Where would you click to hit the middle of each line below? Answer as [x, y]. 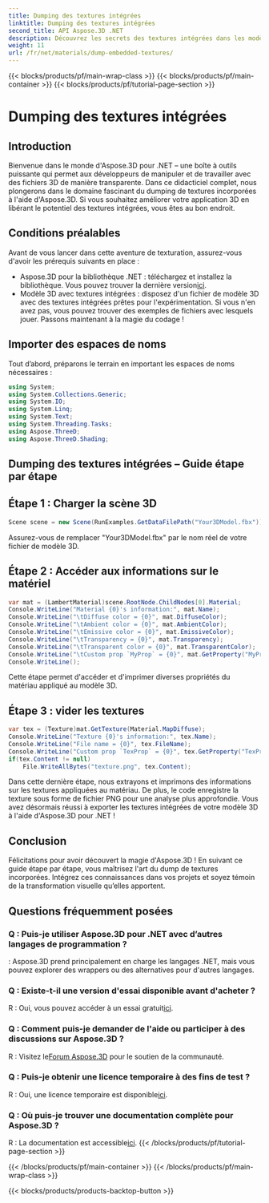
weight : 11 [26, 46]
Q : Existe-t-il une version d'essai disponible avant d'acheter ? [132, 991]
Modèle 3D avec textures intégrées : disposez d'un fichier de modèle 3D [139, 293]
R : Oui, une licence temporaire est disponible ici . [88, 1094]
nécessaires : [30, 372]
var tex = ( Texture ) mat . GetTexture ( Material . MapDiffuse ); [107, 729]
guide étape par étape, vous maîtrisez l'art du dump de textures [113, 869]
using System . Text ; [41, 417]
